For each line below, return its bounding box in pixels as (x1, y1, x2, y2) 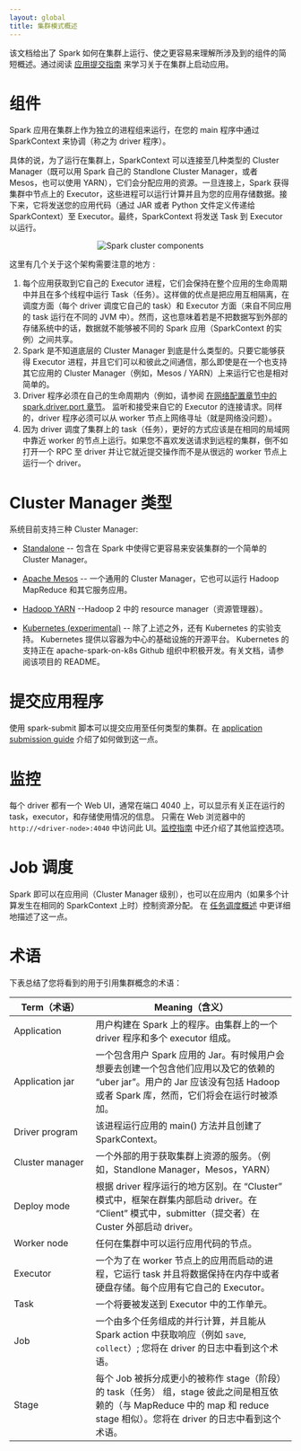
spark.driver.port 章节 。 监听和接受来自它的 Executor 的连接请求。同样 (21, 402, 283, 412)
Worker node (13, 1237, 69, 1250)
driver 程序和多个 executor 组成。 (95, 1032, 236, 1045)
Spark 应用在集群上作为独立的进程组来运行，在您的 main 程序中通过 (9, 125, 260, 136)
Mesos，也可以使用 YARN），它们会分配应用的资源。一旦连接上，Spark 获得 (9, 177, 289, 189)
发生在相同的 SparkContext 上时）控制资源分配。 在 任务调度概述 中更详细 (16, 900, 291, 911)
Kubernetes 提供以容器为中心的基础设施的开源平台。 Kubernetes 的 (39, 634, 289, 645)
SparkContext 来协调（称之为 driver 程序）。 (9, 136, 171, 146)
